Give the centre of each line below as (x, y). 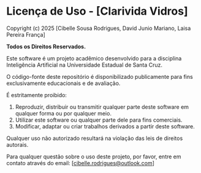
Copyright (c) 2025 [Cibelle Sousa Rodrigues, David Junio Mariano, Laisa (99, 28)
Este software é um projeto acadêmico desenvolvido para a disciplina (94, 58)
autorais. (17, 144)
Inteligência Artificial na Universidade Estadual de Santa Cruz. (85, 65)
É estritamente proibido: (37, 95)
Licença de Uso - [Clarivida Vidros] (97, 11)
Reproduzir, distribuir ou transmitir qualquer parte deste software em (102, 107)
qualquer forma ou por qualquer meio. (63, 113)
